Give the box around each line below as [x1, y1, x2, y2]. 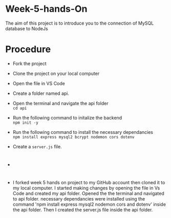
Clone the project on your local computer [12, 70, 100, 76]
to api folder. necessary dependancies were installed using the [12, 196, 145, 202]
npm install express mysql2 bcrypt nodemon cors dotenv [12, 134, 135, 140]
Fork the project [12, 60, 47, 67]
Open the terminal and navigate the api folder [12, 100, 109, 106]
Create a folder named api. [12, 90, 69, 96]
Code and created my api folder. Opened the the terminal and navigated [12, 190, 165, 196]
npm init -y [12, 120, 38, 125]
